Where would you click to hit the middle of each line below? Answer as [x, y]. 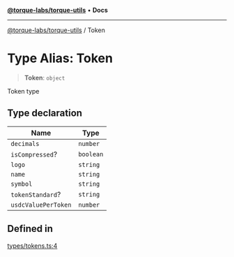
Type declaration [45, 113]
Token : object [45, 78]
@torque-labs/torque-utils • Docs [57, 10]
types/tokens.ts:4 [32, 245]
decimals [25, 144]
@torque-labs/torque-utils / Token [56, 30]
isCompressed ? [34, 154]
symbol [22, 184]
